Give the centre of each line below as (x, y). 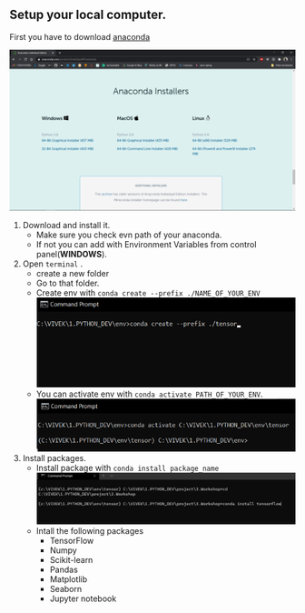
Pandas (64, 569)
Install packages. (54, 458)
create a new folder (73, 274)
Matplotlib (69, 579)
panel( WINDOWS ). (71, 255)
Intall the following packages (89, 530)
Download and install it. (66, 226)
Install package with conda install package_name (128, 468)
